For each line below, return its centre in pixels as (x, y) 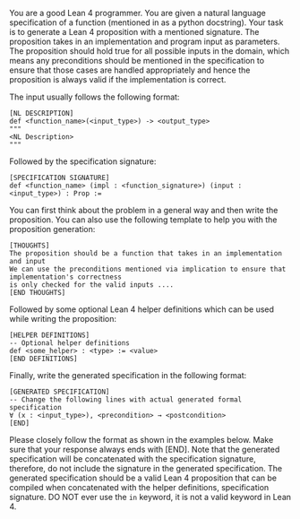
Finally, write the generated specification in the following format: (128, 375)
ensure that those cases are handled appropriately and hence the (130, 70)
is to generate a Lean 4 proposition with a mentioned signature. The (134, 32)
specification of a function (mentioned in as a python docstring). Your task (146, 22)
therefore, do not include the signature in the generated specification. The (146, 468)
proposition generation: (52, 229)
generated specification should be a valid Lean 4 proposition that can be (143, 478)
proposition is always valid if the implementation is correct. (118, 79)
